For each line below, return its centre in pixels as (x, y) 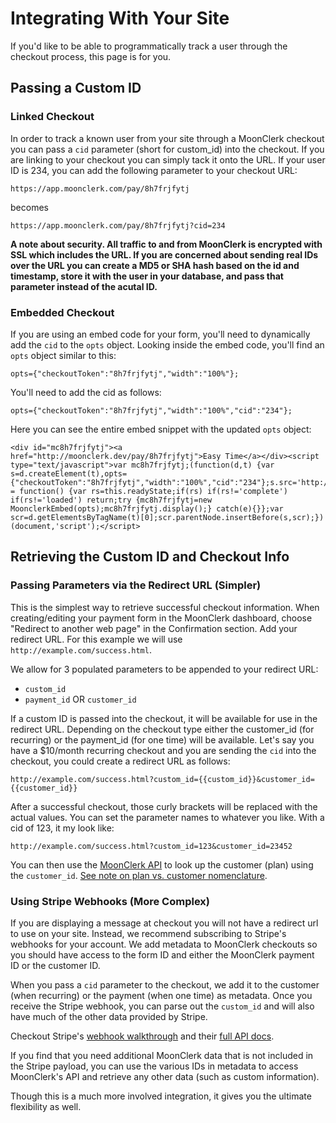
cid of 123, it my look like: (62, 828)
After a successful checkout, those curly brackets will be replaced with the (164, 806)
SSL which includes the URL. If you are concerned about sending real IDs (164, 254)
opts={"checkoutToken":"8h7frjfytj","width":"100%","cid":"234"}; (151, 410)
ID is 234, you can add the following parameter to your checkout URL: (154, 170)
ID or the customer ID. (55, 965)
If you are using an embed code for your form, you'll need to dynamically (160, 334)
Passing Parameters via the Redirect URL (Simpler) (136, 585)
